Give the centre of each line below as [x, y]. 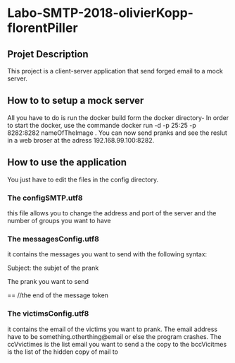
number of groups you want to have [59, 220]
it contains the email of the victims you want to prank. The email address [113, 329]
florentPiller [43, 28]
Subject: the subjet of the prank [53, 268]
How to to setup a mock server [76, 101]
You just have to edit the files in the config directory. [83, 179]
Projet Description [48, 54]
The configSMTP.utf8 [45, 198]
